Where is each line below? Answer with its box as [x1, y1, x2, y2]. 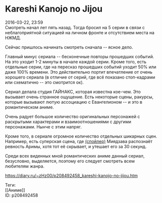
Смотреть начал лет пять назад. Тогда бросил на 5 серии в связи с [5, 24, 145, 30]
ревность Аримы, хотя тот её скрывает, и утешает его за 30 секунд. [5, 143, 147, 149]
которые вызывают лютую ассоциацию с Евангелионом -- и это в [5, 99, 143, 105]
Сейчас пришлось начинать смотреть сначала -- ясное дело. [5, 44, 133, 50]
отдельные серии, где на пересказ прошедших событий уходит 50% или [5, 64, 157, 70]
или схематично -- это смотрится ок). [5, 79, 84, 85]
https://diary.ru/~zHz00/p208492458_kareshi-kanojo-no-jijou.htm [5, 172, 138, 178]
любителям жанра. [5, 163, 45, 169]
